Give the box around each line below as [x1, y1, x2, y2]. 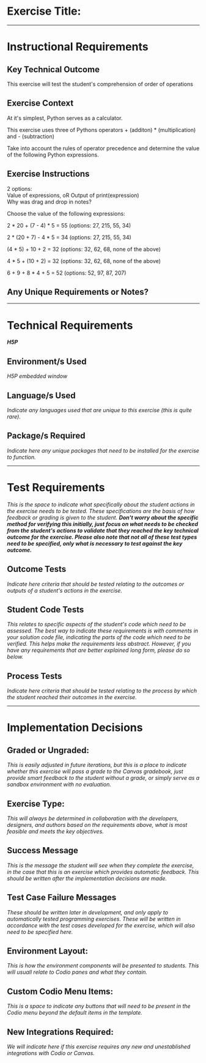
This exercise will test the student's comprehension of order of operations [7, 80, 193, 87]
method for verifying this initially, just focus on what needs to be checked [7, 520, 198, 527]
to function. [7, 453, 36, 461]
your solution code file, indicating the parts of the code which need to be [7, 634, 191, 641]
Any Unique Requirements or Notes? [7, 286, 149, 297]
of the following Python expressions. [7, 151, 100, 158]
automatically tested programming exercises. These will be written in [7, 915, 181, 922]
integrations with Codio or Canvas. [7, 1050, 95, 1056]
